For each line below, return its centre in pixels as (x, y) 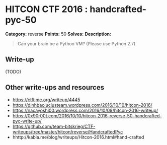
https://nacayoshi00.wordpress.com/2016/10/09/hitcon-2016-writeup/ (85, 110)
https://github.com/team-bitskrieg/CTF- (54, 126)
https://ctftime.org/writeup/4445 (46, 100)
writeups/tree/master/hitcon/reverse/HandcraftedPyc (68, 131)
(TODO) (13, 71)
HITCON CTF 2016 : (47, 9)
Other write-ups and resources (55, 87)
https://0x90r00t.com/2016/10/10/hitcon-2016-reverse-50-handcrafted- (87, 116)
